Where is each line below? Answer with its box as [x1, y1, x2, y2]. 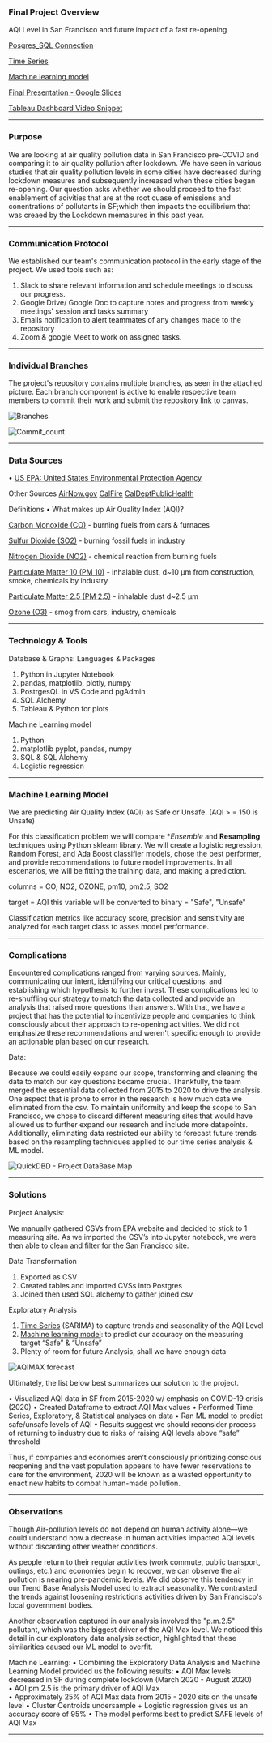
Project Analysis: [8, 1207, 65, 1217]
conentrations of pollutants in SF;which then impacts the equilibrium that [8, 201, 251, 211]
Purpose [8, 131, 43, 143]
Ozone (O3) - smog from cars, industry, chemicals [8, 607, 176, 617]
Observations [8, 1506, 63, 1517]
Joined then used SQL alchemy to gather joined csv [19, 1289, 193, 1299]
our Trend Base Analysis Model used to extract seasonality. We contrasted [8, 1583, 257, 1592]
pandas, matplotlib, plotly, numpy [19, 677, 131, 687]
